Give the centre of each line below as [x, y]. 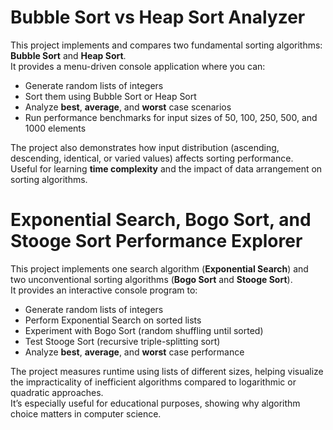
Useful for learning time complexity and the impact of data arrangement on [166, 168]
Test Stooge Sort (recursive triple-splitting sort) [122, 341]
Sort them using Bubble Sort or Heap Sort [110, 96]
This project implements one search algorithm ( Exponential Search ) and [159, 268]
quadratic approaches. [57, 392]
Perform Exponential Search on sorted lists [113, 320]
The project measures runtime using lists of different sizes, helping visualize [167, 371]
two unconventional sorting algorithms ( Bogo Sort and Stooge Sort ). [151, 279]
